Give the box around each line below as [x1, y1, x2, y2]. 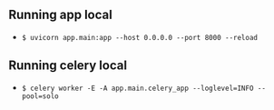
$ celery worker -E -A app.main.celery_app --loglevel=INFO [21, 84, 254, 93]
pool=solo [21, 91, 60, 101]
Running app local [8, 7, 113, 23]
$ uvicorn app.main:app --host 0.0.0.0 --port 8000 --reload [21, 33, 259, 42]
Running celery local [8, 58, 128, 74]
